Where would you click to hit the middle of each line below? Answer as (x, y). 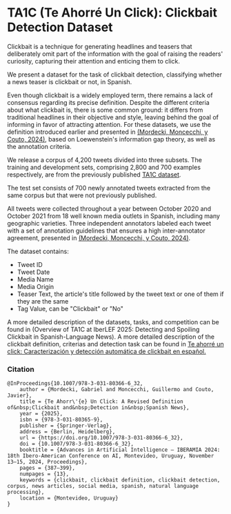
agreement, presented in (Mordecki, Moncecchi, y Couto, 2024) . (99, 238)
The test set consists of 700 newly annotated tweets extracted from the (109, 188)
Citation (21, 369)
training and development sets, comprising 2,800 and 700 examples (104, 167)
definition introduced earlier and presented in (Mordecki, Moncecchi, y (108, 132)
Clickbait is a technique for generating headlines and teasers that (100, 46)
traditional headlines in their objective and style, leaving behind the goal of (113, 117)
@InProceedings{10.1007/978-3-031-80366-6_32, (75, 384)
